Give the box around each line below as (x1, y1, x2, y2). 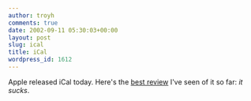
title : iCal (8, 48, 47, 56)
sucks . (8, 85, 30, 95)
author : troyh (8, 11, 55, 20)
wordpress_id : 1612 (8, 56, 73, 64)
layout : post (8, 33, 51, 42)
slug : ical (8, 41, 44, 49)
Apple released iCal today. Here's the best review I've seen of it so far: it (8, 77, 243, 87)
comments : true (8, 19, 58, 27)
